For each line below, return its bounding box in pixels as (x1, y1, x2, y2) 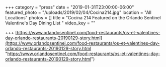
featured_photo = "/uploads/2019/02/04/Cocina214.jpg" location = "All (5, 9, 152, 15)
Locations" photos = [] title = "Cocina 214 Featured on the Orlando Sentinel (5, 15, 161, 20)
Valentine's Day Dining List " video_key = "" (5, 20, 96, 26)
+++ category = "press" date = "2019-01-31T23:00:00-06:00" (5, 4, 134, 10)
